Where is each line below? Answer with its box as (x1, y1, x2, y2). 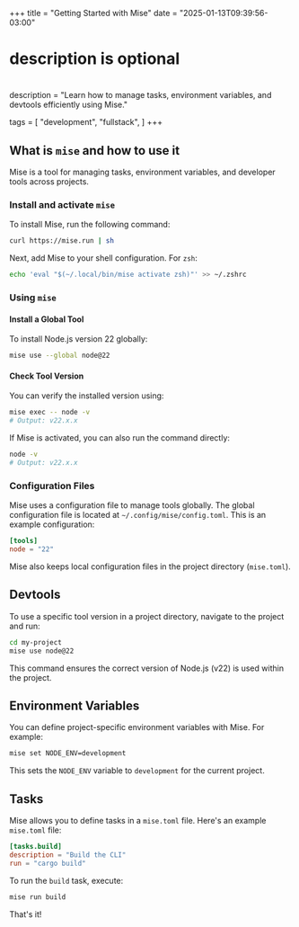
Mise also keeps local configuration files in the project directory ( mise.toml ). (9, 561, 292, 572)
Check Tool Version (9, 370, 84, 381)
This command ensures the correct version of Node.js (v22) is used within (9, 663, 285, 673)
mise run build (9, 892, 66, 902)
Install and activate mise (9, 199, 115, 211)
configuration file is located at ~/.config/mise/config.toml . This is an (9, 510, 267, 521)
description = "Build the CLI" (9, 850, 127, 860)
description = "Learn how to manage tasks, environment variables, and (9, 90, 272, 101)
